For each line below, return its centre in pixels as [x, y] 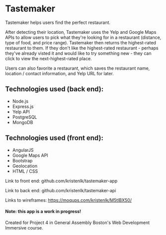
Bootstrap [22, 160]
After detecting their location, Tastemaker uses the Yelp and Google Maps [81, 32]
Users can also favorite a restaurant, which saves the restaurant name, [78, 68]
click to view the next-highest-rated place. [48, 58]
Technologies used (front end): [54, 138]
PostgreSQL [25, 117]
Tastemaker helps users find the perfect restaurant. [58, 22]
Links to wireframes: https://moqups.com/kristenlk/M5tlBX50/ [68, 200]
